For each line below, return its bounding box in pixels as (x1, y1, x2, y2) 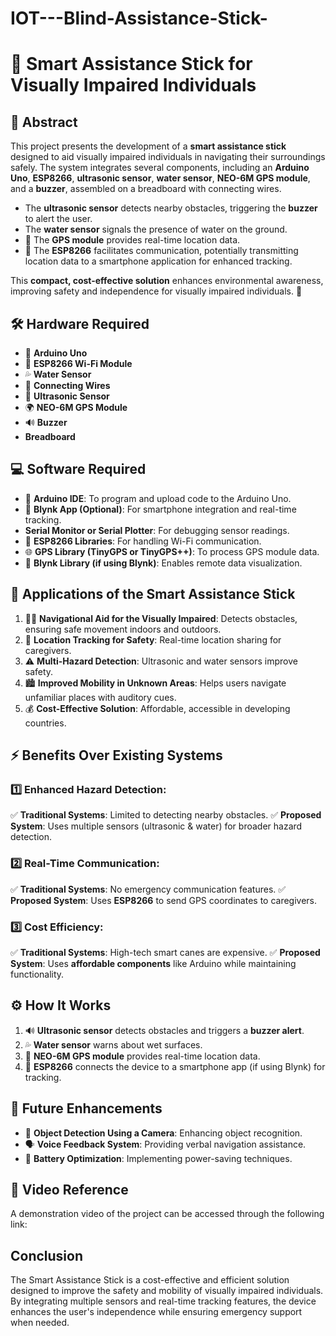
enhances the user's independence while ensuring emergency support (10, 1306, 303, 1318)
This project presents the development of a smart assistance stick (10, 140, 287, 152)
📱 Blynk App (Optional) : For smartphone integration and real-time (24, 503, 297, 515)
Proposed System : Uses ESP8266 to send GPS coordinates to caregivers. (10, 894, 318, 906)
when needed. (10, 1317, 70, 1329)
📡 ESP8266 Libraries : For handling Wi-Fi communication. (24, 535, 262, 547)
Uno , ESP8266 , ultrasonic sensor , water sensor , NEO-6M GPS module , (10, 172, 311, 184)
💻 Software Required (10, 461, 147, 478)
